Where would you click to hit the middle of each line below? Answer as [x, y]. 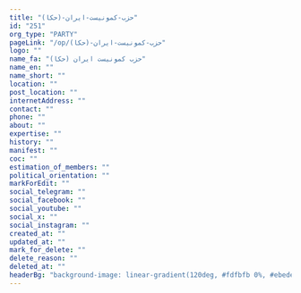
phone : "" [28, 117]
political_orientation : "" [60, 175]
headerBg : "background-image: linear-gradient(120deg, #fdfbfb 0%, [138, 275]
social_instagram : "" [50, 225]
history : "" [31, 142]
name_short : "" [38, 76]
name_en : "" [31, 68]
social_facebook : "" [48, 201]
